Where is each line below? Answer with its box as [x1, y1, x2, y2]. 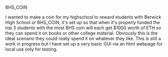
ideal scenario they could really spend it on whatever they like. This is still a [5, 35, 161, 41]
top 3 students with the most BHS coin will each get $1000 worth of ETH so [5, 25, 161, 31]
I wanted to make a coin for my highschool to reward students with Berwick [5, 14, 161, 20]
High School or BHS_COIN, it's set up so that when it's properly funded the [5, 20, 160, 25]
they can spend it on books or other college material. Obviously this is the [5, 30, 158, 36]
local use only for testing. [5, 46, 58, 52]
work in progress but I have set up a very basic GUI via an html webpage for [5, 41, 163, 47]
